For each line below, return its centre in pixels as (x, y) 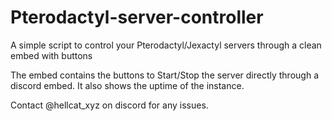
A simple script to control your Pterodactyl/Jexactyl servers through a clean (166, 45)
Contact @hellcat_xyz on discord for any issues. (109, 105)
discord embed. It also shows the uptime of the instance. (127, 85)
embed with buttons (51, 55)
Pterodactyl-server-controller (137, 17)
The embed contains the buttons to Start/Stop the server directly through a (164, 75)
